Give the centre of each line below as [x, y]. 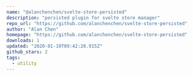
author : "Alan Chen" [33, 29]
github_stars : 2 [27, 52]
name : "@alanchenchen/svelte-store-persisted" [67, 12]
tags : [13, 58]
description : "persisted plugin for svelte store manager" [83, 18]
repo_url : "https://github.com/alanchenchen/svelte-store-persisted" [97, 23]
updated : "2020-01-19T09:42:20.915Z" [55, 47]
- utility [24, 63]
